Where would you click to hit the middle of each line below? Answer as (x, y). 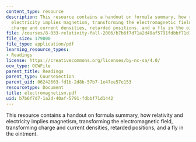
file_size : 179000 (28, 39)
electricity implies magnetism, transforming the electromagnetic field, (90, 121)
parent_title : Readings (35, 71)
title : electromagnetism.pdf (41, 93)
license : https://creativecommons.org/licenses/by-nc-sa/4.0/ (83, 60)
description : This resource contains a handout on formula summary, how (96, 17)
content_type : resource (35, 11)
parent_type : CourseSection (40, 77)
